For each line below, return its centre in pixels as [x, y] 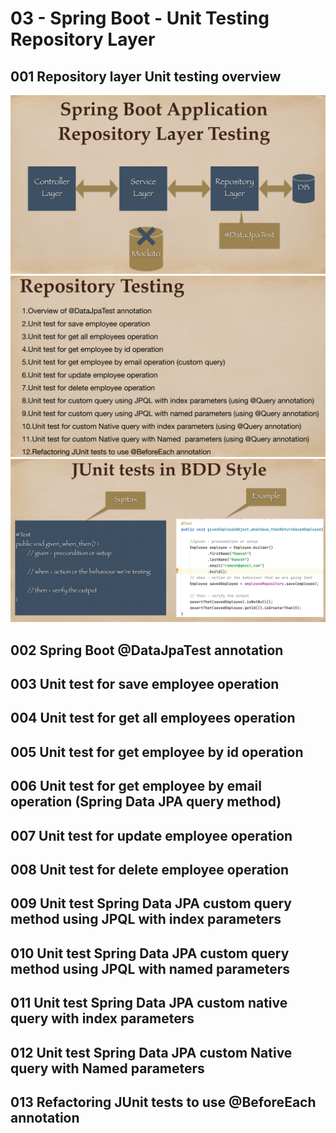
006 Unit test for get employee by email [136, 786]
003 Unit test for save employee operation [145, 683]
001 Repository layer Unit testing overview [146, 76]
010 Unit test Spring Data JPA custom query [150, 953]
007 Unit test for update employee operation [151, 835]
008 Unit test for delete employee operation [150, 869]
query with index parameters [102, 1018]
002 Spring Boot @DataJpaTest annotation [147, 650]
